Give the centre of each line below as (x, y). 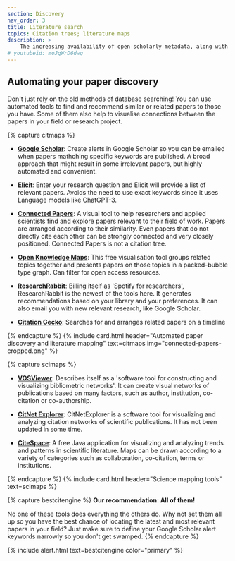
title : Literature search (45, 27)
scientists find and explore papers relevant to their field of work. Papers (121, 221)
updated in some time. (50, 429)
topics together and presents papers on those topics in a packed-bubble (123, 265)
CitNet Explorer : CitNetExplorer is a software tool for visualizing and (116, 414)
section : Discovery (36, 14)
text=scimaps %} (32, 486)
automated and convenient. (57, 171)
